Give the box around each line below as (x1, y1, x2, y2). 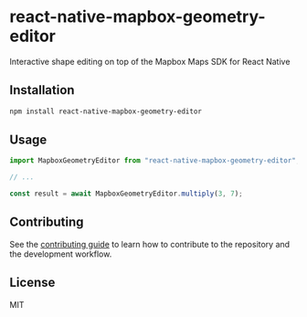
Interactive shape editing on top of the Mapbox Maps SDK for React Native (9, 56, 291, 67)
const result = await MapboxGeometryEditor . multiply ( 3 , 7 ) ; (9, 189, 244, 198)
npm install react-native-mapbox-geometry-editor (9, 107, 203, 116)
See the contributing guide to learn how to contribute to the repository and (9, 238, 291, 249)
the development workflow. (9, 248, 112, 259)
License (9, 275, 56, 291)
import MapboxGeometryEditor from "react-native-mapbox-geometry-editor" (9, 156, 297, 165)
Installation (9, 82, 75, 98)
